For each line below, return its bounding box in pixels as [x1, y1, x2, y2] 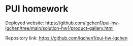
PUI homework [5, 3, 69, 15]
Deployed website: [5, 20, 44, 26]
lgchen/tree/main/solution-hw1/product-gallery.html [5, 25, 114, 31]
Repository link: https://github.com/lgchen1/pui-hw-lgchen [5, 35, 128, 41]
